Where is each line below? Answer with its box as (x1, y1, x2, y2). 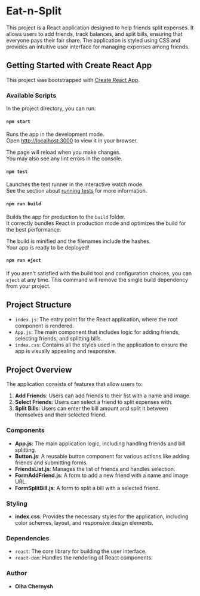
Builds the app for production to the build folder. (6, 213, 126, 220)
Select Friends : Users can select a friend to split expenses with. (14, 399, 173, 406)
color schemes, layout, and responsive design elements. (14, 519, 154, 527)
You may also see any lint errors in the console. (6, 155, 122, 162)
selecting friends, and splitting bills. (14, 335, 103, 342)
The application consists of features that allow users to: (6, 381, 143, 388)
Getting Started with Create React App (6, 60, 152, 71)
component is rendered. (14, 322, 75, 329)
